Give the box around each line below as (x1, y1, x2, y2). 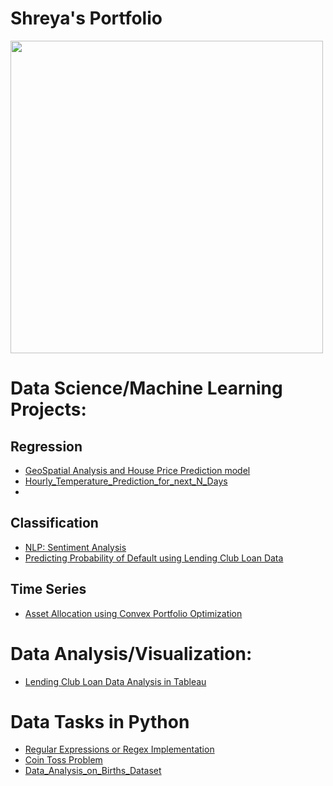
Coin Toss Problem (24, 754, 103, 766)
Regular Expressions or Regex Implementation (24, 743, 215, 756)
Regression (10, 438, 83, 455)
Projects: (10, 398, 87, 421)
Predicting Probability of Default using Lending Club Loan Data (24, 552, 284, 564)
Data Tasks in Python (10, 710, 190, 733)
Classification (10, 515, 99, 532)
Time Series (10, 581, 87, 598)
